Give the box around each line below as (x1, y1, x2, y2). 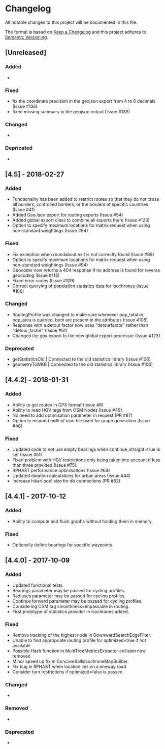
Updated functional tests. (12, 582, 64, 588)
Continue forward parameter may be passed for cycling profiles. (12, 598, 143, 604)
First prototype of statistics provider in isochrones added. (12, 609, 129, 615)
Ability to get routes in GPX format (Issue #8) (12, 401, 103, 408)
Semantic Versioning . (5, 34, 48, 40)
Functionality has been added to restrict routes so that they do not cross (12, 196, 159, 202)
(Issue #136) (12, 103, 38, 109)
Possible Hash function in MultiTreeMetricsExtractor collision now (12, 648, 146, 654)
